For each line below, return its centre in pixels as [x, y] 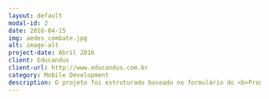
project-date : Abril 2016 [51, 53]
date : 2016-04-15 [37, 30]
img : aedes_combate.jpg [48, 38]
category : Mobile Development [59, 75]
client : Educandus [39, 61]
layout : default [35, 16]
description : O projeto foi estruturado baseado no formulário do [121, 82]
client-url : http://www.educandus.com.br [78, 68]
